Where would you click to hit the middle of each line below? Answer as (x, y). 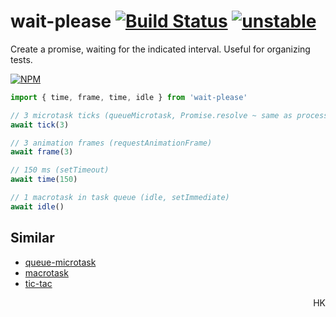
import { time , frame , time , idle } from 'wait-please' (129, 97)
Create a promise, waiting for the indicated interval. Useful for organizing (160, 49)
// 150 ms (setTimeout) (60, 170)
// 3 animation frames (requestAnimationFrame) (111, 143)
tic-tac (38, 283)
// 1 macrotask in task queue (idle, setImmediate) (120, 198)
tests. (21, 59)
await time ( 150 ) (44, 180)
